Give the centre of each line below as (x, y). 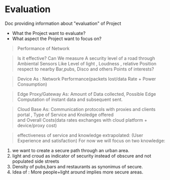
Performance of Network (43, 48)
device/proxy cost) (37, 125)
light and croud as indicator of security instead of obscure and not (81, 156)
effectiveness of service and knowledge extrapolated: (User (80, 135)
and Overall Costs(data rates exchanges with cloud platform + (82, 120)
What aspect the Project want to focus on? (57, 39)
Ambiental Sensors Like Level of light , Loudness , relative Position (87, 63)
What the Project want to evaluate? (49, 33)
